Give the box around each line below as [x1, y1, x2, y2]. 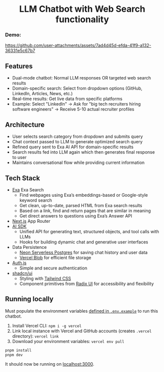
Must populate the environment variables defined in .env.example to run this [5, 308, 158, 314]
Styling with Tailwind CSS [19, 275, 71, 281]
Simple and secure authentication [19, 265, 87, 271]
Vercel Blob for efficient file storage [19, 254, 92, 261]
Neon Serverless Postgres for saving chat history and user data [19, 249, 148, 255]
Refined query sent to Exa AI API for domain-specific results [12, 144, 134, 150]
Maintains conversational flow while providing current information [12, 159, 145, 165]
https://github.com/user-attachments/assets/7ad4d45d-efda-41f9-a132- [5, 43, 152, 49]
